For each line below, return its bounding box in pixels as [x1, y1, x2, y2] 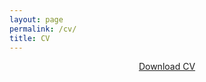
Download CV [138, 61, 196, 73]
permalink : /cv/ [9, 24, 77, 34]
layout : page [9, 14, 64, 25]
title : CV [9, 33, 51, 43]
